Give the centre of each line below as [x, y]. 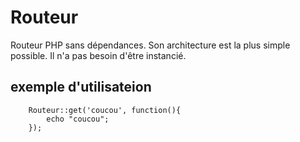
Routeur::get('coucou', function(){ [105, 110]
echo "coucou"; [78, 119]
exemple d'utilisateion [81, 87]
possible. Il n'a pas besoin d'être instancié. [98, 55]
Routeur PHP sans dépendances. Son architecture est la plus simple [150, 45]
